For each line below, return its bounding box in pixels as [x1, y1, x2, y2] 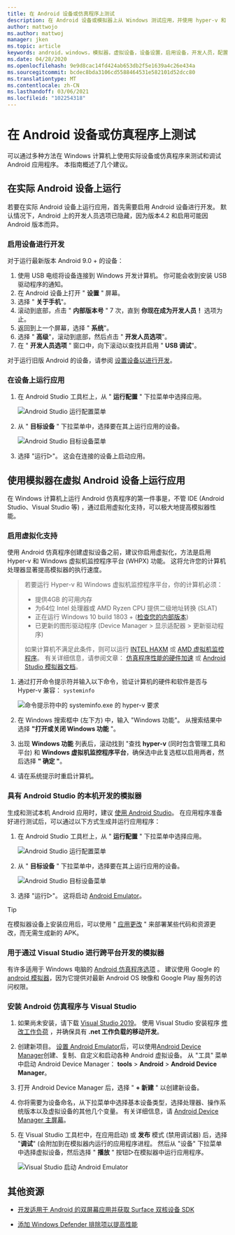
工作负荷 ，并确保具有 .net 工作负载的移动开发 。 [23, 1027, 163, 1036]
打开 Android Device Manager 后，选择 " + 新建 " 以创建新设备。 [17, 1083, 204, 1092]
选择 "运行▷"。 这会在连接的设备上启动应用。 [17, 452, 149, 460]
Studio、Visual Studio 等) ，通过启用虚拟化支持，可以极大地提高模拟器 [7, 503, 211, 511]
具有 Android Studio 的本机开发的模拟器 [7, 791, 142, 801]
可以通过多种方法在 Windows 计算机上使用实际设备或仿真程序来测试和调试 [7, 151, 222, 159]
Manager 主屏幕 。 [17, 1116, 70, 1125]
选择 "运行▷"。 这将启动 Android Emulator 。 [17, 891, 145, 899]
